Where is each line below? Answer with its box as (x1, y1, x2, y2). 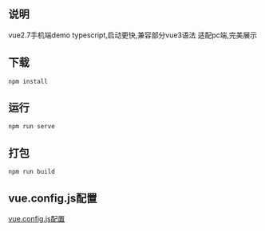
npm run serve (8, 123, 56, 131)
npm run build (8, 168, 56, 176)
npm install (8, 77, 48, 85)
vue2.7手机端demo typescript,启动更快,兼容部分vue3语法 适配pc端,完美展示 (8, 30, 258, 40)
